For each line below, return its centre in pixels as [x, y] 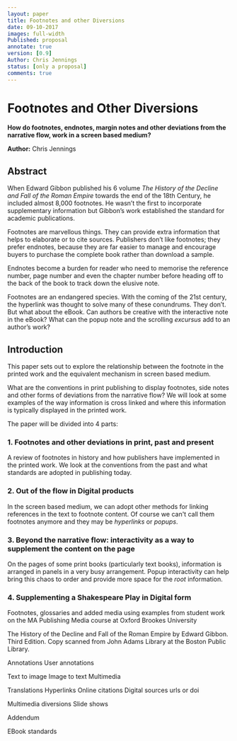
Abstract [27, 171]
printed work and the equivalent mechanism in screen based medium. [109, 374]
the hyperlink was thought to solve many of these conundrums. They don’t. [117, 304]
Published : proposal [38, 40]
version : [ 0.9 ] [30, 54]
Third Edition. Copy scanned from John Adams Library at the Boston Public [117, 642]
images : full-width [36, 34]
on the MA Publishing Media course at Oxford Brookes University [102, 621]
